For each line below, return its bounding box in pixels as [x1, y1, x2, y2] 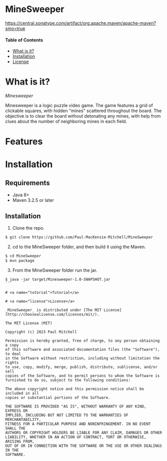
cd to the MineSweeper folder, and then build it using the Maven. [12, 244, 146, 250]
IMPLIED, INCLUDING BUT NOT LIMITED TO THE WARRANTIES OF [5, 412, 128, 417]
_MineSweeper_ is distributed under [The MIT [5, 307, 101, 312]
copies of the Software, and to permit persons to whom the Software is [5, 373, 160, 378]
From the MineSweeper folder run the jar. [12, 267, 97, 273]
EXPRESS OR [5, 408, 28, 413]
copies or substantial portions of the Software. [5, 395, 111, 400]
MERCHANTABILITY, [5, 417, 41, 422]
